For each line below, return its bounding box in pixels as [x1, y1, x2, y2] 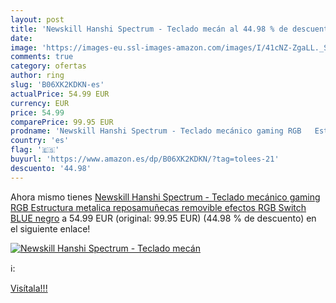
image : [10, 42, 38, 53]
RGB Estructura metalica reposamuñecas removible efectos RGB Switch [10, 201, 307, 213]
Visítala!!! [10, 282, 48, 294]
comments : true [10, 52, 74, 62]
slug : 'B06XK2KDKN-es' [10, 80, 105, 90]
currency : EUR [10, 98, 70, 108]
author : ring [10, 71, 65, 81]
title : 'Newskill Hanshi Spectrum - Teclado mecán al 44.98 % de [10, 24, 288, 34]
